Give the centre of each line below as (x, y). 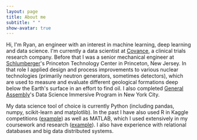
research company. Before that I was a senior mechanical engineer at (90, 57)
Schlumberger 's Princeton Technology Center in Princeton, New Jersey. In (96, 64)
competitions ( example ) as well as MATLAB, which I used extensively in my (97, 119)
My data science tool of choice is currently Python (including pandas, (90, 106)
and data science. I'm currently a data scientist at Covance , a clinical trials (96, 51)
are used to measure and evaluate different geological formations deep (92, 82)
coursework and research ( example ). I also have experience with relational (96, 125)
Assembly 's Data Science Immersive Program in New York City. (83, 95)
